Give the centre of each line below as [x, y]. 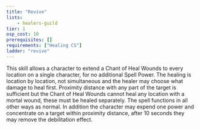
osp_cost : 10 [23, 34]
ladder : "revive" [28, 51]
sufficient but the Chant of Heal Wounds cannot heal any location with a [95, 93]
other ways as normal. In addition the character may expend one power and [100, 107]
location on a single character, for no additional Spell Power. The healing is [99, 74]
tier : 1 [16, 29]
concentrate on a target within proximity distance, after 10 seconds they [95, 113]
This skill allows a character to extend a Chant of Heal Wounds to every [95, 68]
